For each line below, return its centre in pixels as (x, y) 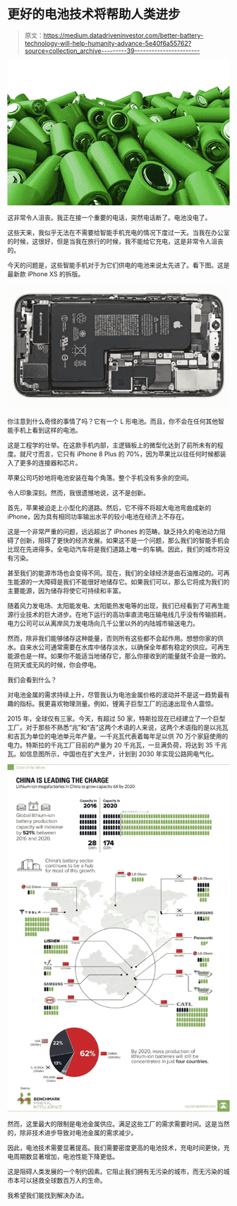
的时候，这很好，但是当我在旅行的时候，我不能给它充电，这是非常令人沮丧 (115, 241)
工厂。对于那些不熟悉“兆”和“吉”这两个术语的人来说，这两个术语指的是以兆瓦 (118, 727)
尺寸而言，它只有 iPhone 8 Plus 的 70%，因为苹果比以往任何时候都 (123, 454)
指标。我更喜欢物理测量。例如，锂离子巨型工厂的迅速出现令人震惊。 (118, 704)
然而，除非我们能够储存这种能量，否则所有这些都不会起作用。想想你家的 (112, 638)
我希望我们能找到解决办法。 (48, 1195)
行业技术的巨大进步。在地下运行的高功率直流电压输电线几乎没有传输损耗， (121, 614)
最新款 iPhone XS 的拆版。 (46, 274)
